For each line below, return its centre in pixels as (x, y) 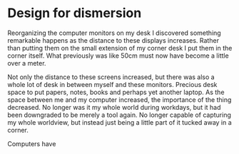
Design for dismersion (75, 13)
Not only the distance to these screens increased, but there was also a (111, 77)
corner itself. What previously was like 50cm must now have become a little (118, 56)
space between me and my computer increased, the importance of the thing (119, 99)
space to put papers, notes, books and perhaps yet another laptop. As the (116, 92)
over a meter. (27, 63)
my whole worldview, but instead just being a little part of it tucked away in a (119, 122)
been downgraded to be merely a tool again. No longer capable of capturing (119, 115)
